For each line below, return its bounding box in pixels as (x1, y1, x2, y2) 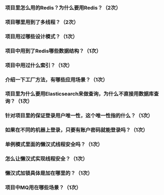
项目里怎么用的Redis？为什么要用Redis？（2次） (5, 4, 121, 11)
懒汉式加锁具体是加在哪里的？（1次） (5, 170, 93, 177)
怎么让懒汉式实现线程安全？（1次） (5, 155, 88, 162)
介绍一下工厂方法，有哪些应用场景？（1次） (5, 76, 108, 83)
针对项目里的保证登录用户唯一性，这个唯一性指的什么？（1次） (5, 112, 153, 119)
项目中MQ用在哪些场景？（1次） (5, 184, 82, 191)
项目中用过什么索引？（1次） (5, 62, 73, 69)
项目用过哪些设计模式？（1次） (5, 33, 78, 40)
